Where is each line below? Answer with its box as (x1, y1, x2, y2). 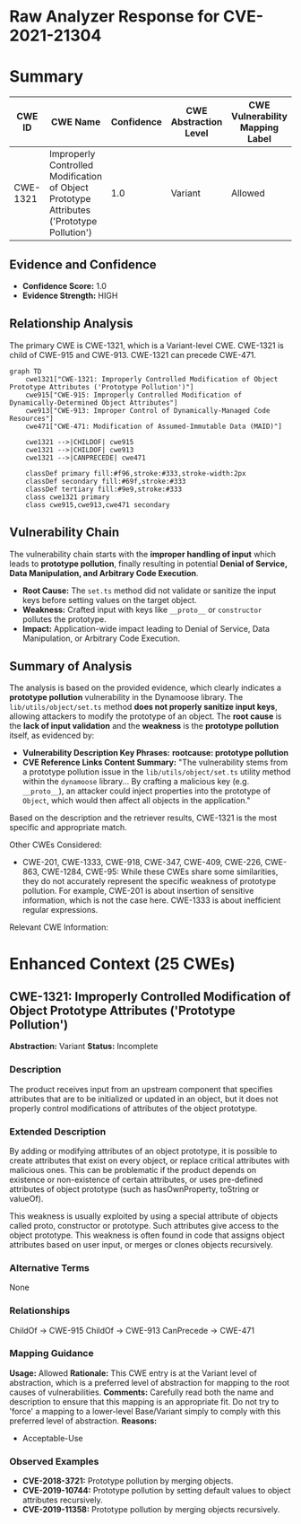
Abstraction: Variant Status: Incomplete (9, 1041, 159, 1052)
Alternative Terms (9, 1261, 90, 1274)
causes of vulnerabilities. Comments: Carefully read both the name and (9, 1387, 275, 1397)
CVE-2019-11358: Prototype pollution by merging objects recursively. (21, 1504, 280, 1515)
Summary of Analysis (9, 658, 133, 674)
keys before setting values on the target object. (21, 594, 197, 605)
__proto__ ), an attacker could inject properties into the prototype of (21, 785, 271, 796)
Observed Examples (9, 1455, 99, 1467)
